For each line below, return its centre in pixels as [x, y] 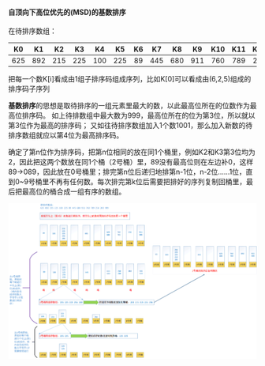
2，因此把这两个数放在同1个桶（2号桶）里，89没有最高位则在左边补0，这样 [131, 162]
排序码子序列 [29, 89]
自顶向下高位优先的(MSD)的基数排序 [67, 12]
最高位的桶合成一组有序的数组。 [74, 192]
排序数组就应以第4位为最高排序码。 [66, 135]
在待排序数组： [32, 31]
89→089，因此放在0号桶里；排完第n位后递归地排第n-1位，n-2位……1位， [127, 172]
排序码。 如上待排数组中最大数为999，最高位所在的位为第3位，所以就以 [138, 115]
